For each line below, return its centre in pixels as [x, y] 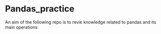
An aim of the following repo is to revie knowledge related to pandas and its [81, 22]
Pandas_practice [40, 9]
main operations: [22, 27]
